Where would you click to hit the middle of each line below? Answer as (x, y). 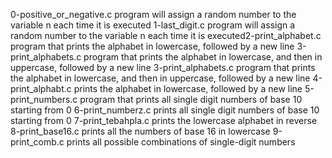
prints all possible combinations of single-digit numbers (181, 142)
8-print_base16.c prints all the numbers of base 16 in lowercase (140, 131)
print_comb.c (37, 142)
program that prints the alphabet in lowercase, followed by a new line (152, 46)
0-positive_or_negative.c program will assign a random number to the (153, 14)
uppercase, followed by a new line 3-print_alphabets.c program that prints (163, 67)
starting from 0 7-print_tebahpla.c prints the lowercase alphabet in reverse (164, 120)
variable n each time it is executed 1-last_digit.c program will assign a (153, 25)
